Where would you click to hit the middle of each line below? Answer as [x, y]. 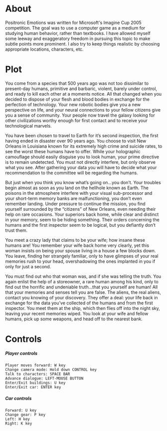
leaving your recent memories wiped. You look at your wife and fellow [77, 313]
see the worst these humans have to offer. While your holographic [73, 151]
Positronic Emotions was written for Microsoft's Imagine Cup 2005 [74, 23]
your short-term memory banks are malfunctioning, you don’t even [74, 198]
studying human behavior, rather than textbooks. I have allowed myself [78, 33]
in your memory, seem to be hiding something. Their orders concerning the [82, 220]
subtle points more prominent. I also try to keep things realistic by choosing [83, 44]
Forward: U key [21, 410]
